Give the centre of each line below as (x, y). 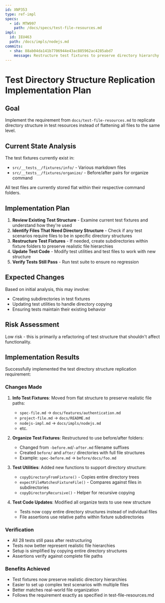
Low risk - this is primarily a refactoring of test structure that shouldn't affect (82, 336)
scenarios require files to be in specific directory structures (72, 236)
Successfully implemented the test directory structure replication (71, 369)
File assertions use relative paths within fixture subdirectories (82, 517)
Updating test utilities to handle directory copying (62, 304)
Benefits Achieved (27, 569)
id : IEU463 (21, 37)
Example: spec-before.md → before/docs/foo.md (68, 458)
